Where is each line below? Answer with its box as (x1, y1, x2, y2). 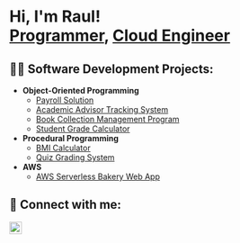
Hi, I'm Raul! (9, 6, 102, 27)
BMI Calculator (35, 142, 92, 153)
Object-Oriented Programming (22, 85, 139, 95)
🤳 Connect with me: (9, 197, 121, 212)
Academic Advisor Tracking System (35, 104, 169, 114)
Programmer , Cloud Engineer (9, 25, 231, 46)
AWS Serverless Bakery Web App (35, 171, 160, 182)
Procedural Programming (22, 133, 120, 143)
